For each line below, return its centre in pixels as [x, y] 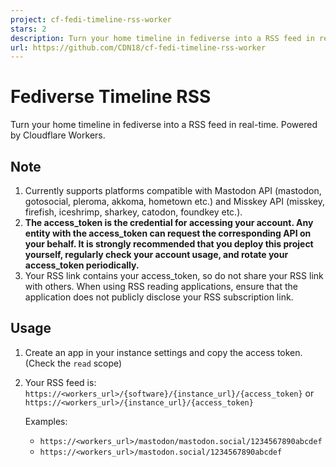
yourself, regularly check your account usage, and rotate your [156, 254]
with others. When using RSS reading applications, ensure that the [161, 286]
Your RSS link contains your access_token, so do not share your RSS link [174, 275]
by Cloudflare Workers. [58, 135]
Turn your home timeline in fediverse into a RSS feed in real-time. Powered [164, 125]
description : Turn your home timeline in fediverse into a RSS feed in [162, 38]
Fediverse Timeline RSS [111, 97]
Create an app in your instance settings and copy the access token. [163, 352]
